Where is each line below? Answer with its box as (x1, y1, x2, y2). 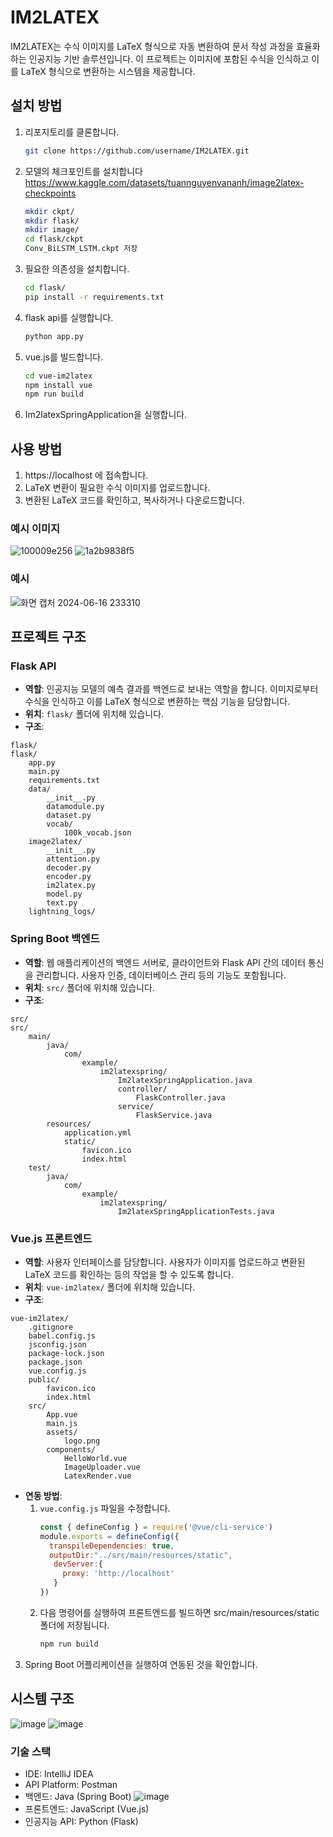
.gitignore (28, 1322, 74, 1332)
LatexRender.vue (63, 1471, 132, 1481)
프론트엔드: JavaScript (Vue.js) (24, 1802, 150, 1815)
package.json (28, 1357, 83, 1367)
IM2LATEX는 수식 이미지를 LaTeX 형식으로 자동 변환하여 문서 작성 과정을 (10, 40, 294, 52)
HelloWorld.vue (63, 1453, 128, 1463)
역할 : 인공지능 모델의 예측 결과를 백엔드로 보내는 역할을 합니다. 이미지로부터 (24, 683, 319, 695)
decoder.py (46, 863, 92, 873)
